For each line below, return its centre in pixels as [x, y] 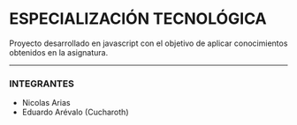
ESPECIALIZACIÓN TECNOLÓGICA [138, 19]
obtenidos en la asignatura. [59, 52]
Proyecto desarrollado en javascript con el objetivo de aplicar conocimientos [148, 43]
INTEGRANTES [42, 84]
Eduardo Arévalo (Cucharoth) [75, 112]
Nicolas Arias [46, 103]
